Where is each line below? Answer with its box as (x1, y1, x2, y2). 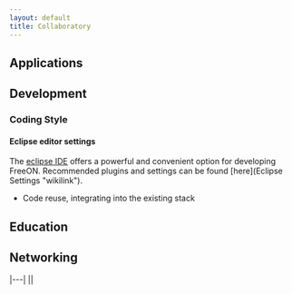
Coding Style (9, 113, 68, 126)
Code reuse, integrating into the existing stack (22, 192, 195, 204)
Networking (9, 250, 79, 266)
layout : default (9, 13, 71, 23)
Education (9, 219, 69, 234)
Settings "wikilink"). (9, 175, 83, 186)
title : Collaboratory (9, 22, 92, 31)
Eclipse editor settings (9, 135, 96, 146)
